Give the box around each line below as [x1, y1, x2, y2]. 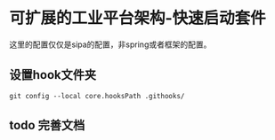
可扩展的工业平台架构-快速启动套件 [9, 8, 267, 28]
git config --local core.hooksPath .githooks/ [9, 91, 185, 100]
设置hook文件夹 [9, 67, 97, 82]
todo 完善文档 [9, 118, 85, 133]
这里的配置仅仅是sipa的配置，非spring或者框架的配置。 [9, 39, 212, 50]
